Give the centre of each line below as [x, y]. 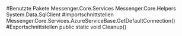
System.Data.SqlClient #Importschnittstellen [60, 15]
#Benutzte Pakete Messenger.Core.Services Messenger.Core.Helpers [91, 8]
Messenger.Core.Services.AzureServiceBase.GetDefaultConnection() [91, 21]
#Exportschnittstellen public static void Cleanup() [66, 27]
